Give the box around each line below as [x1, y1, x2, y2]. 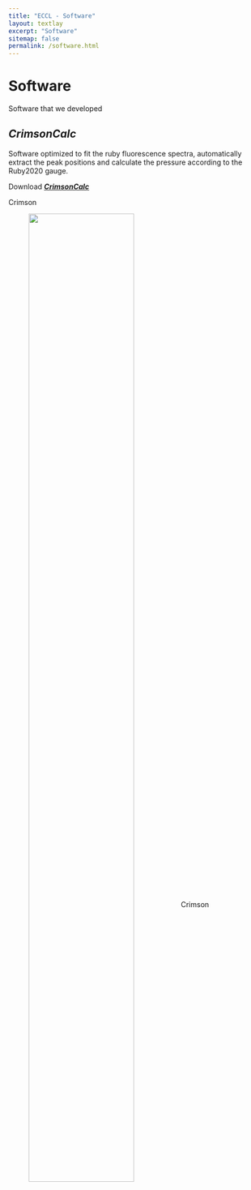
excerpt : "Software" [8, 27, 79, 35]
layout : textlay [8, 19, 63, 28]
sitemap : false [8, 34, 60, 43]
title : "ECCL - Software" [8, 11, 96, 20]
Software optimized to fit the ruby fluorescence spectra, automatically [8, 148, 242, 158]
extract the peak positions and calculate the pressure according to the [8, 157, 243, 167]
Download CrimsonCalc [8, 182, 90, 191]
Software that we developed [8, 104, 103, 113]
